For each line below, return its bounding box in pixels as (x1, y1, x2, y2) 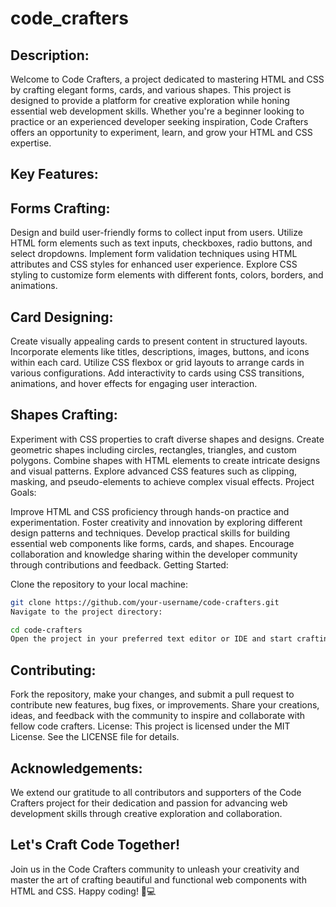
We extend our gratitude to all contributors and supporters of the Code (10, 786, 302, 798)
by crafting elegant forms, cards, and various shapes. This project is (10, 84, 292, 96)
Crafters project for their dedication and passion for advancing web (10, 797, 288, 809)
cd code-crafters (10, 625, 83, 635)
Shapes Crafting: (10, 407, 118, 424)
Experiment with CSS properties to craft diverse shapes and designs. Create (10, 433, 325, 445)
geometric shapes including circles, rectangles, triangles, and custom (10, 443, 297, 456)
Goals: (10, 486, 37, 498)
